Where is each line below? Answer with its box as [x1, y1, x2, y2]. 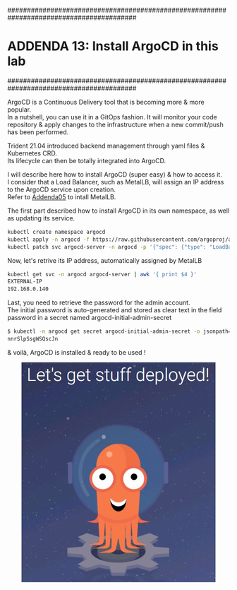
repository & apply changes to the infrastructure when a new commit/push [7, 120, 224, 129]
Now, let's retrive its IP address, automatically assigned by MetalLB [7, 256, 202, 264]
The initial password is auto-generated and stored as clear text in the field [7, 306, 222, 314]
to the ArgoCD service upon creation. [7, 185, 116, 194]
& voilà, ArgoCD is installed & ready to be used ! [7, 348, 146, 356]
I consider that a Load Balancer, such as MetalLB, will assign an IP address [7, 177, 224, 186]
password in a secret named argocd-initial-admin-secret [7, 314, 171, 322]
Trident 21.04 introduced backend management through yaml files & [7, 141, 205, 150]
